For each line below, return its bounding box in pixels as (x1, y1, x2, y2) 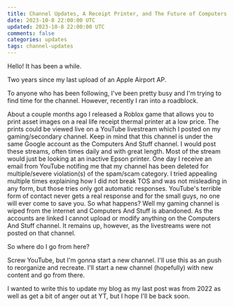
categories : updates (7, 36, 68, 43)
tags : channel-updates (7, 43, 74, 50)
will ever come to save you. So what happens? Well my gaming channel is (7, 199, 220, 207)
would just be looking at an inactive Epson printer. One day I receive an (7, 155, 212, 163)
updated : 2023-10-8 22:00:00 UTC (7, 23, 105, 30)
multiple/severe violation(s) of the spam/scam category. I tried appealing (7, 169, 217, 178)
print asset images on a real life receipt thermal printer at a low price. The (7, 117, 219, 126)
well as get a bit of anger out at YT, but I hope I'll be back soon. (7, 292, 191, 300)
